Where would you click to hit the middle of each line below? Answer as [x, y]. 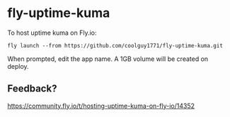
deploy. [18, 66]
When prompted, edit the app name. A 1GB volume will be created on [108, 59]
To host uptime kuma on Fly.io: [52, 33]
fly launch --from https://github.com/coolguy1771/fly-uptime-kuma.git [115, 45]
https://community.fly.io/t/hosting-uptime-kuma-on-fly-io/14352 [101, 106]
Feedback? [32, 89]
